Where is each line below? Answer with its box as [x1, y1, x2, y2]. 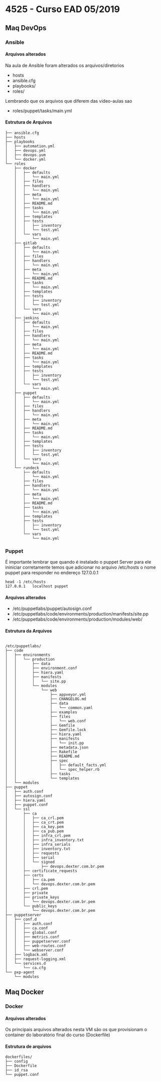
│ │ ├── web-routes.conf [5, 943, 66, 948]
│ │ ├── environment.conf [5, 665, 78, 670]
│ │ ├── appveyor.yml [5, 692, 86, 697]
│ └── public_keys [5, 903, 57, 909]
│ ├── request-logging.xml [5, 956, 66, 962]
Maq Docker [5, 988, 44, 996]
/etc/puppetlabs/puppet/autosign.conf [12, 605, 92, 612]
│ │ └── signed [5, 859, 55, 864]
